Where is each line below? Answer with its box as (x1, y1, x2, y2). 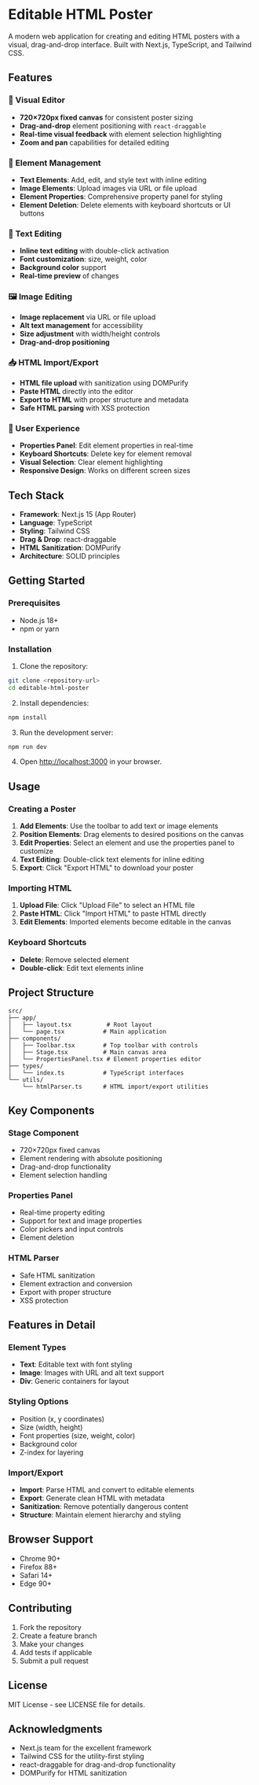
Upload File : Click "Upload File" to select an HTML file (19, 901, 195, 910)
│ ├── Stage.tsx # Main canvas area (8, 1048, 167, 1056)
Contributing (8, 1602, 72, 1615)
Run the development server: (19, 728, 114, 737)
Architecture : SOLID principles (19, 551, 120, 560)
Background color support (19, 263, 107, 272)
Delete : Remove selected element (19, 954, 129, 964)
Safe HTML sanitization (19, 1271, 96, 1280)
